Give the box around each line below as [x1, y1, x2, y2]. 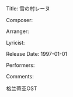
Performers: [6, 62, 35, 69]
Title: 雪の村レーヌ [6, 5, 51, 12]
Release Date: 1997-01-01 [6, 51, 68, 57]
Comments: [6, 73, 34, 80]
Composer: [6, 17, 33, 23]
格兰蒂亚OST [6, 85, 37, 92]
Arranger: [6, 28, 29, 35]
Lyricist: [6, 39, 25, 46]
